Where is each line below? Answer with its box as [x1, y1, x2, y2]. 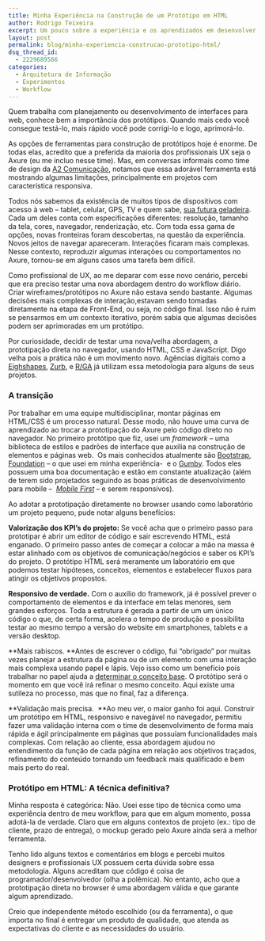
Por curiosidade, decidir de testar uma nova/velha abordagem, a [8, 337, 218, 346]
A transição [8, 390, 54, 401]
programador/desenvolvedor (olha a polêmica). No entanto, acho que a [8, 874, 240, 884]
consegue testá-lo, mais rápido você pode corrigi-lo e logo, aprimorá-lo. [8, 124, 245, 133]
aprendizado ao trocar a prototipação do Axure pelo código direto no [8, 425, 233, 434]
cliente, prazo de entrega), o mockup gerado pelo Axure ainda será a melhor [8, 825, 258, 835]
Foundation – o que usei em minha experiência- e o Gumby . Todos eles [8, 459, 242, 468]
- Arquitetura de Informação [15, 70, 112, 78]
